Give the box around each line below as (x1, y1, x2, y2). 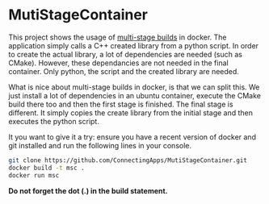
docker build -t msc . (8, 164, 85, 172)
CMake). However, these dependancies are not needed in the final (8, 58, 229, 68)
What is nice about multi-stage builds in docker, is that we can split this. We (8, 82, 260, 92)
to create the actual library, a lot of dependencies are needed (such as (8, 49, 242, 59)
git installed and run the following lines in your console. (8, 140, 192, 150)
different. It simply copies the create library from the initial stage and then (8, 107, 253, 118)
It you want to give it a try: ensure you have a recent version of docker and (8, 131, 257, 142)
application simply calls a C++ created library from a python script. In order (8, 40, 259, 50)
